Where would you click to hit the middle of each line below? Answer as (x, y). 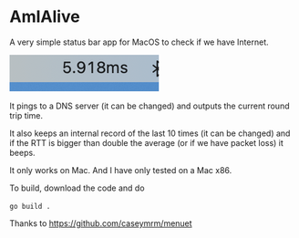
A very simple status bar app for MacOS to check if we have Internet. (139, 42)
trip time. (26, 115)
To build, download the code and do (77, 188)
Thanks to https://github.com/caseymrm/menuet (101, 223)
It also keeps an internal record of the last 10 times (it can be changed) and (150, 133)
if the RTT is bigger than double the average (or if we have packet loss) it (147, 142)
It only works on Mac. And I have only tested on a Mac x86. (121, 170)
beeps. (22, 152)
